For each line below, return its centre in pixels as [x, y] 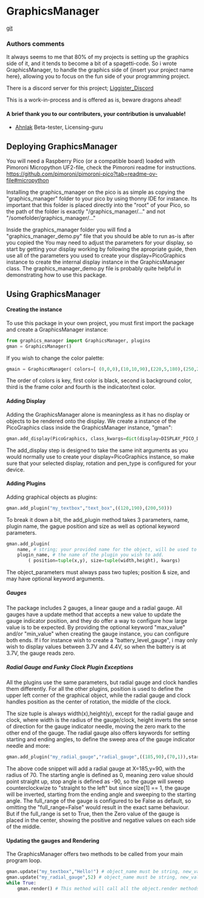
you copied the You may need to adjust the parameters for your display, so [100, 243]
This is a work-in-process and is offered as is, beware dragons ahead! [94, 100]
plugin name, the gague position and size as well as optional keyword [93, 526]
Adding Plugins [26, 484]
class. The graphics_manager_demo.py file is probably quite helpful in [94, 269]
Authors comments [36, 44]
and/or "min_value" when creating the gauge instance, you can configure [98, 634]
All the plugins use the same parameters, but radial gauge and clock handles [102, 682]
